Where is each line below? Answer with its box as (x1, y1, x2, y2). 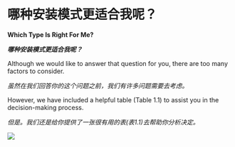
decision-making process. (7, 103, 84, 111)
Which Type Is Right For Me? (7, 30, 94, 39)
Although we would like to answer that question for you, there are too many (7, 59, 229, 67)
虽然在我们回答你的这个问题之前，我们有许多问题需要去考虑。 (7, 81, 189, 89)
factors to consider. (7, 67, 65, 75)
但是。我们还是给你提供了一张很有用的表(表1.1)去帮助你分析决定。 (7, 118, 199, 126)
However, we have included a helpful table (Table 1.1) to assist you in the (7, 95, 219, 104)
